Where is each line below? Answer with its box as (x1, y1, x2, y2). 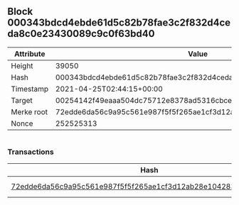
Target (11, 95, 33, 105)
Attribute (14, 49, 46, 59)
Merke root (11, 106, 48, 116)
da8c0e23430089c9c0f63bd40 (7, 28, 155, 40)
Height (11, 60, 33, 70)
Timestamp (11, 84, 49, 94)
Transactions (7, 147, 55, 157)
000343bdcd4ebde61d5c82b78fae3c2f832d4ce (7, 17, 231, 29)
